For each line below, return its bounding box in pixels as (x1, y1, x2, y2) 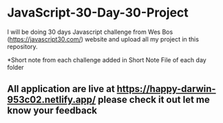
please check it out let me (97, 94, 210, 106)
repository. (7, 42, 38, 50)
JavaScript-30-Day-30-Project (7, 5, 189, 21)
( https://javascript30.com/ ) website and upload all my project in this (7, 35, 200, 43)
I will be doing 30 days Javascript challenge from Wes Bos (7, 28, 173, 36)
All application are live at (7, 83, 115, 95)
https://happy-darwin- (116, 83, 216, 95)
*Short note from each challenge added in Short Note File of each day (7, 55, 206, 64)
